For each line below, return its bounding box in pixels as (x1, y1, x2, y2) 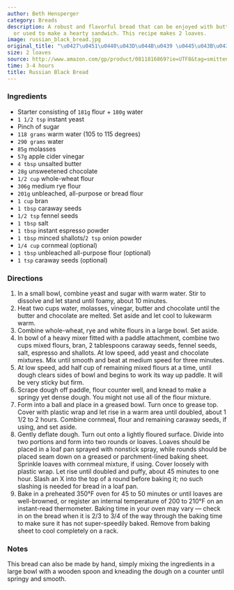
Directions (7, 273, 43, 283)
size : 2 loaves (7, 50, 52, 57)
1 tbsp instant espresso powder (17, 226, 109, 235)
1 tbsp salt (17, 219, 49, 227)
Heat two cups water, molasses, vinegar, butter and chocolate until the (17, 304, 220, 313)
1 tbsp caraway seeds (17, 204, 82, 212)
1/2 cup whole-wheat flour (17, 174, 94, 182)
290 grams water (17, 137, 64, 145)
